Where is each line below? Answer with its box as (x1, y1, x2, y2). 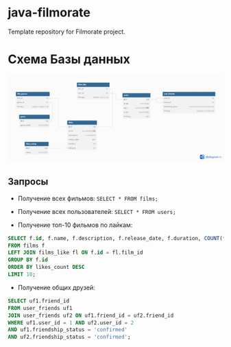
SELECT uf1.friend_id (8, 297, 70, 304)
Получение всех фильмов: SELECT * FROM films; (17, 194, 158, 202)
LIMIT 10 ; (8, 271, 36, 278)
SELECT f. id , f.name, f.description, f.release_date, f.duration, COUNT (8, 235, 220, 241)
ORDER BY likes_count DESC (8, 264, 85, 271)
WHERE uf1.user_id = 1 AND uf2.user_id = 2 (8, 319, 134, 326)
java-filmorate (8, 5, 91, 21)
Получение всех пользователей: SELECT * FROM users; (17, 207, 177, 215)
